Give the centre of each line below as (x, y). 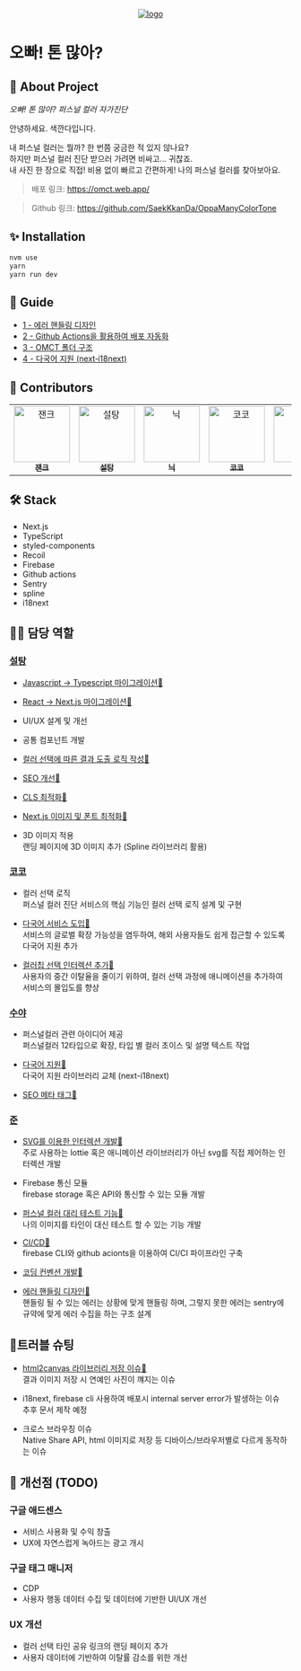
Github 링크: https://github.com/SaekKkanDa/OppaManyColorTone (154, 208)
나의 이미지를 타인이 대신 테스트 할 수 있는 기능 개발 (112, 1225)
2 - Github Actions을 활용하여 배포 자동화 (95, 336)
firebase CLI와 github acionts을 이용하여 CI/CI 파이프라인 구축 (133, 1253)
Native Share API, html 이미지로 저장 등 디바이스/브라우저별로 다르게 (143, 1440)
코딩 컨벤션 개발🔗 (52, 1272)
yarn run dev (34, 274)
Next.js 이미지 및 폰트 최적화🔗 (75, 816)
